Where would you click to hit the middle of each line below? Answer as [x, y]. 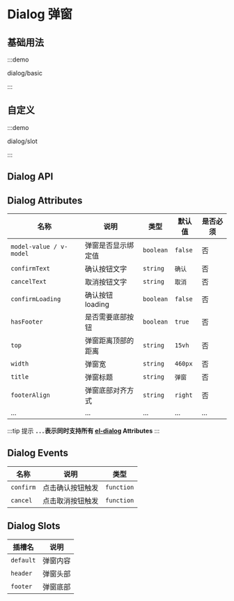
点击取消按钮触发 [71, 500]
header [22, 573]
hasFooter [27, 322]
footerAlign [31, 395]
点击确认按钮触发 [71, 488]
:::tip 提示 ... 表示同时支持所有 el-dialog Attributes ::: [84, 431]
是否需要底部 [106, 317]
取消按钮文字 [106, 282]
